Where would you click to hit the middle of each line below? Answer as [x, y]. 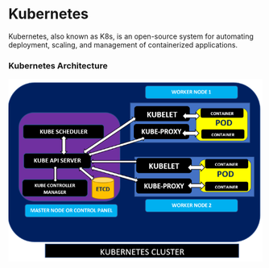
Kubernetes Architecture [58, 65]
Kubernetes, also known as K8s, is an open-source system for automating [131, 36]
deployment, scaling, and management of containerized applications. [123, 44]
